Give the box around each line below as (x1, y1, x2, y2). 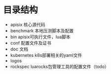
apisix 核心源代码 (10, 22, 45, 27)
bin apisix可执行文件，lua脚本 (10, 34, 71, 40)
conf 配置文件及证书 (10, 40, 51, 46)
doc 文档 (10, 46, 29, 52)
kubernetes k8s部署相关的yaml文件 (10, 52, 82, 58)
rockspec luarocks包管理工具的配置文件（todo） (10, 63, 109, 69)
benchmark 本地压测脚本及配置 (10, 27, 74, 33)
